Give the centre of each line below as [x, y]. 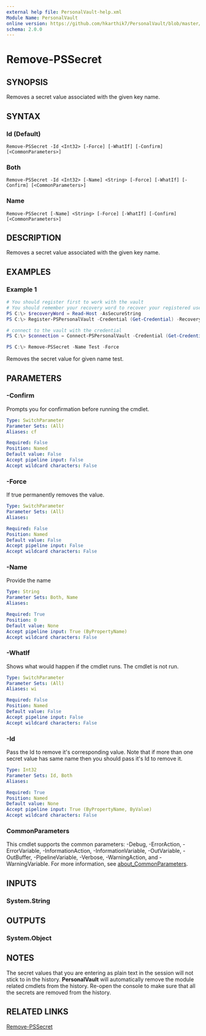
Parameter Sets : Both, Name [42, 598]
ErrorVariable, [24, 851]
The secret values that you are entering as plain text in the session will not [100, 973]
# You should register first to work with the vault [75, 302]
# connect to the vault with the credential [64, 330]
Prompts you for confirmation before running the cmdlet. [78, 409]
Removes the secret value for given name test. [65, 359]
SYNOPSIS [27, 82]
